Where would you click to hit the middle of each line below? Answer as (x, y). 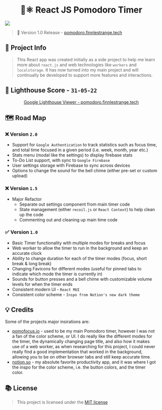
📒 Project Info (26, 48)
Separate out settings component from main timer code (74, 204)
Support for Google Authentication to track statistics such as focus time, (84, 145)
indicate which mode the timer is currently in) (57, 274)
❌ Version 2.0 (21, 134)
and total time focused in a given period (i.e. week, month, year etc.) (80, 150)
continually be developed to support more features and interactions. (85, 75)
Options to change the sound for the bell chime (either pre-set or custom (84, 171)
